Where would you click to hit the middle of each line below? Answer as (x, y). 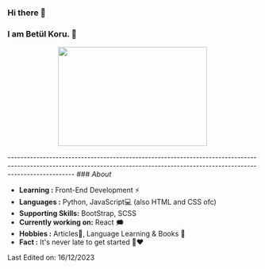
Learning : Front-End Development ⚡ (79, 190)
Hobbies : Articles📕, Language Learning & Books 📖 (102, 234)
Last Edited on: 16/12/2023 (51, 258)
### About (94, 175)
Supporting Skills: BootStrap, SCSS (77, 213)
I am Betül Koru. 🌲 (42, 33)
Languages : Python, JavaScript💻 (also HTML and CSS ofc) (118, 202)
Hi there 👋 (27, 13)
